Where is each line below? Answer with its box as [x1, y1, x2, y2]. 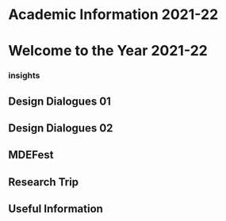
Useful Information [8, 202, 103, 215]
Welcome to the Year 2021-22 [8, 42, 208, 60]
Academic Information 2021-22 [8, 6, 219, 24]
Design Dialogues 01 [8, 94, 111, 108]
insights [8, 70, 40, 81]
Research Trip [8, 175, 79, 189]
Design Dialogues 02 [8, 121, 113, 135]
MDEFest [8, 148, 54, 162]
